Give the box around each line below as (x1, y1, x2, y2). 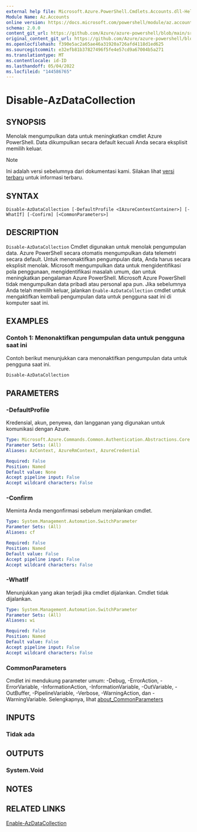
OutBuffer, (6, 690, 31, 697)
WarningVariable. (6, 696, 48, 703)
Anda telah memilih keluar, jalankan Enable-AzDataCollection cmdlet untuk (6, 287, 186, 294)
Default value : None (6, 469, 57, 475)
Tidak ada (6, 731, 35, 739)
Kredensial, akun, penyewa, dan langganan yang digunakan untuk (6, 419, 165, 426)
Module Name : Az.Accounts (6, 14, 69, 20)
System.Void (6, 766, 44, 774)
